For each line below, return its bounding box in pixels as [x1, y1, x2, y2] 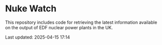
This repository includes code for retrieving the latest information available [5, 19, 158, 25]
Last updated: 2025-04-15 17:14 [5, 34, 70, 40]
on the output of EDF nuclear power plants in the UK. [5, 24, 113, 30]
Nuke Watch [5, 3, 57, 14]
